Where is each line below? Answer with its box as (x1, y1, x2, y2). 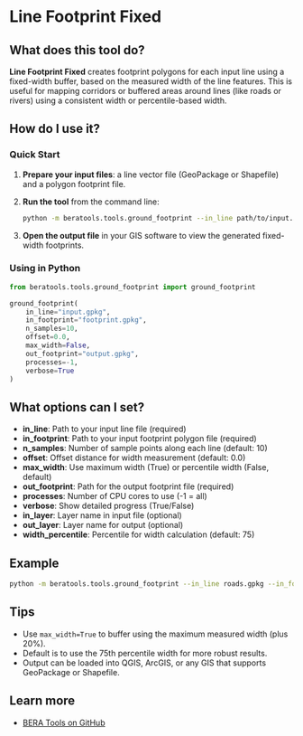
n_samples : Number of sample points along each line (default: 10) (22, 443, 268, 454)
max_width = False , (25, 341, 91, 350)
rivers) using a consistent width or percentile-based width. (9, 95, 227, 106)
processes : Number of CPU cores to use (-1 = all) (22, 491, 207, 502)
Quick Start (9, 148, 60, 161)
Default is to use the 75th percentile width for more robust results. (22, 647, 268, 658)
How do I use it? (9, 121, 101, 137)
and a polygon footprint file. (22, 178, 126, 189)
